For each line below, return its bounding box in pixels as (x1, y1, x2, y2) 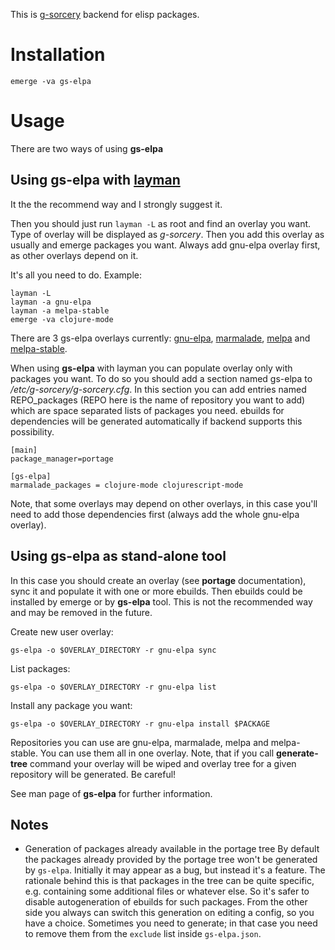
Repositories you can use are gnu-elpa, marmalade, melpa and (10, 736, 269, 748)
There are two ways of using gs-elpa (10, 142, 164, 154)
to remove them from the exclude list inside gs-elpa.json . (24, 928, 262, 940)
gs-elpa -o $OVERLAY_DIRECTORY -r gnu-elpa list (10, 682, 217, 692)
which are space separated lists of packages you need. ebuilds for (10, 404, 285, 416)
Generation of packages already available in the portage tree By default (24, 843, 320, 855)
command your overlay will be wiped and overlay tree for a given (29, 757, 297, 769)
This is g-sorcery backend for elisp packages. (10, 9, 200, 20)
